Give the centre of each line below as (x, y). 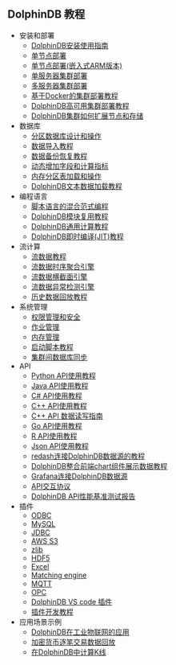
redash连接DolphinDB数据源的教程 (88, 456)
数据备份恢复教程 (59, 156)
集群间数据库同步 (59, 357)
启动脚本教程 (52, 347)
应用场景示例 (40, 622)
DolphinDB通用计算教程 (70, 226)
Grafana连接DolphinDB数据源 (79, 476)
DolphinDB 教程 (46, 14)
